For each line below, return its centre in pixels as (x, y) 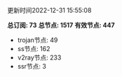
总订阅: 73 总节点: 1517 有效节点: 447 (61, 25)
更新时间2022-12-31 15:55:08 (49, 10)
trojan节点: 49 (38, 40)
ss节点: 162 (34, 49)
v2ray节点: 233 (39, 57)
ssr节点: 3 (32, 66)
